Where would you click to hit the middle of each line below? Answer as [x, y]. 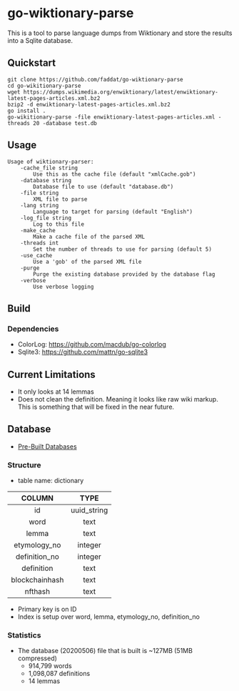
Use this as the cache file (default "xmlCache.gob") [115, 174]
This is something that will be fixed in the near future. [96, 407]
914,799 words [50, 666]
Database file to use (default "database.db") [103, 187]
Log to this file [59, 224]
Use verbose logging [63, 287]
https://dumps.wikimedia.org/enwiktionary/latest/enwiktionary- [121, 92]
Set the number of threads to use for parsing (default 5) [123, 249]
